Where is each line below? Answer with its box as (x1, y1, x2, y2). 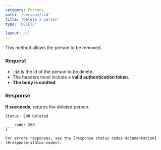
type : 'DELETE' (5, 21, 37, 27)
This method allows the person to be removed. (5, 45, 102, 51)
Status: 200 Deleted (5, 114, 49, 119)
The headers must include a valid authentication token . (12, 74, 130, 80)
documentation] (125, 135, 157, 141)
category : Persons (5, 7, 44, 13)
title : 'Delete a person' (5, 17, 60, 22)
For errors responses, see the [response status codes (5, 135, 123, 141)
